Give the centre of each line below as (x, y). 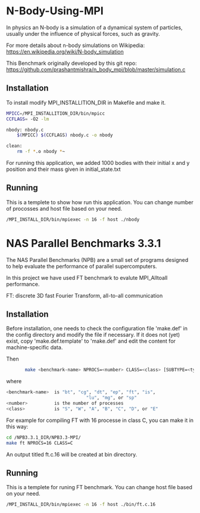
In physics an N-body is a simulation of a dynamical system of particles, (94, 27)
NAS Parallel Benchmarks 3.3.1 (84, 243)
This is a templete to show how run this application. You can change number (100, 202)
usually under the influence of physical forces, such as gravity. (83, 33)
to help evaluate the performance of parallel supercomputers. (82, 266)
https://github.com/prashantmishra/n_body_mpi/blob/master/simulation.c (96, 69)
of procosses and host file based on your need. (64, 208)
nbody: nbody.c (25, 130)
